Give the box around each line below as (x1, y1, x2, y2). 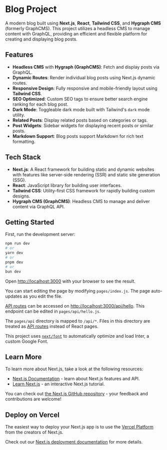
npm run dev (5, 241, 30, 246)
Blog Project (5, 4, 57, 15)
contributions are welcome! (5, 396, 61, 402)
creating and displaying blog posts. (5, 36, 77, 42)
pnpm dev (5, 260, 23, 265)
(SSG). (12, 177, 26, 183)
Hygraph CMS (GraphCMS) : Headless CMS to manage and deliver (12, 198, 150, 204)
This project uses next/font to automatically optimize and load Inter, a (5, 333, 149, 339)
